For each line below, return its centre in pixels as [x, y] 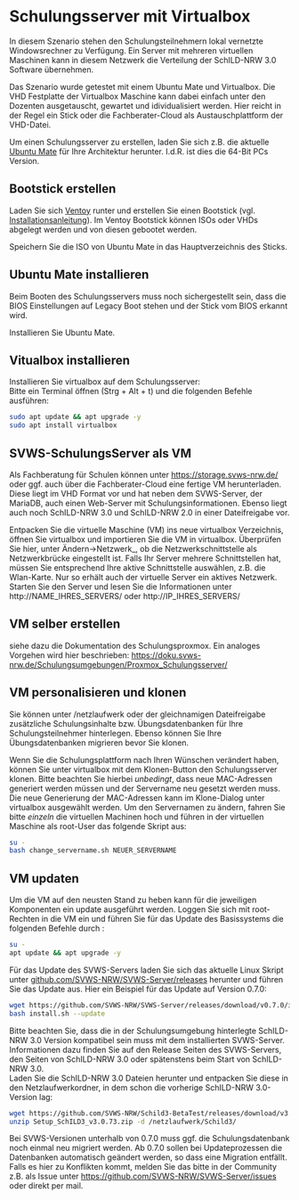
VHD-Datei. [30, 124]
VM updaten [44, 879]
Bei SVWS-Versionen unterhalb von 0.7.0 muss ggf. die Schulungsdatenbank [149, 1138]
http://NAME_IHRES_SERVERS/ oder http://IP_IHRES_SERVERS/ [125, 596]
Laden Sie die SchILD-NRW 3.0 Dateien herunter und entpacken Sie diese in [149, 1078]
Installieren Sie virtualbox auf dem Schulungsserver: [105, 382]
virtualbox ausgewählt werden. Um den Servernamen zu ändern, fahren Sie [148, 807]
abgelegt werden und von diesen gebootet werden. [103, 229]
